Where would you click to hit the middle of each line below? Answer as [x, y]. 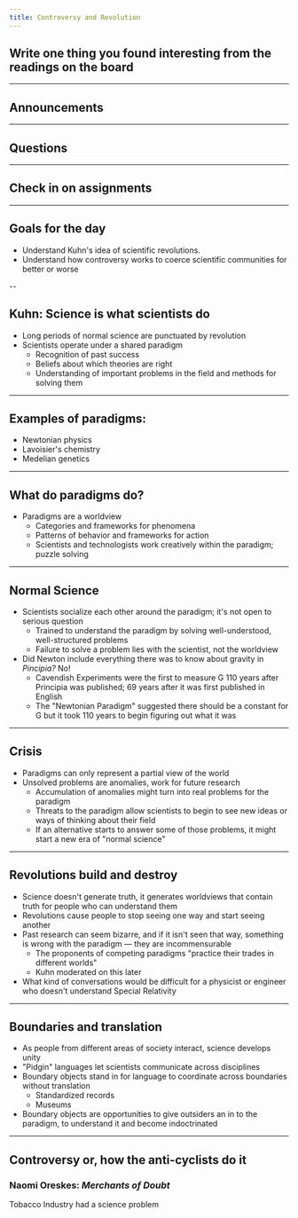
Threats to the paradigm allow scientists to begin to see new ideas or [161, 810]
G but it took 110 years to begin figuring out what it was [136, 715]
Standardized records [75, 1096]
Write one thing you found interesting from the [141, 54]
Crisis [26, 752]
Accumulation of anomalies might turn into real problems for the [152, 791]
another [36, 924]
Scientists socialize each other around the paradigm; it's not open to [147, 611]
